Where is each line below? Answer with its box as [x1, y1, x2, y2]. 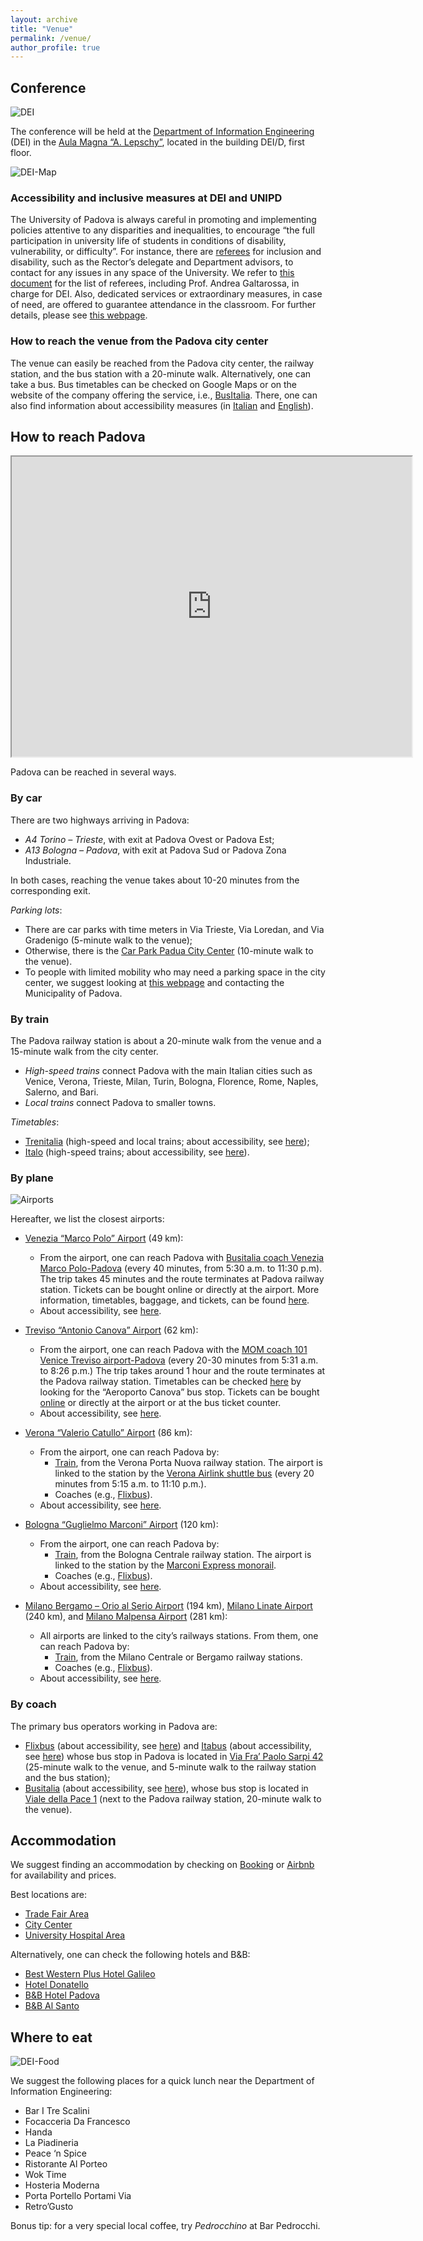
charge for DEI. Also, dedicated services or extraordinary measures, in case [10, 288, 323, 300]
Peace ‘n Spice [24, 2147, 87, 2160]
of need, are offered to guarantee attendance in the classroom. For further [10, 299, 317, 311]
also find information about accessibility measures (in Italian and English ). [10, 399, 314, 411]
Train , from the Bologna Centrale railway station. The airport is [54, 1549, 312, 1561]
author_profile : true [10, 42, 101, 53]
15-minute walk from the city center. [10, 1046, 159, 1058]
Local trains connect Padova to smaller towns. [24, 1097, 217, 1109]
